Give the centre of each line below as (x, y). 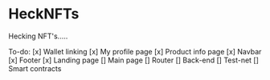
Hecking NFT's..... (38, 36)
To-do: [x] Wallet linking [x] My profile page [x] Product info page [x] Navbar (135, 51)
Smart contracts (35, 68)
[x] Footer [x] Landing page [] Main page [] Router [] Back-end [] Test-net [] (134, 60)
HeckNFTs (44, 14)
